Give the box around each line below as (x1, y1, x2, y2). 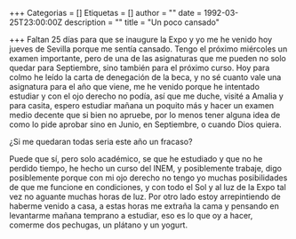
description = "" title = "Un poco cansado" (64, 17, 220, 28)
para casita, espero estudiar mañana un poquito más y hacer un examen (9, 100, 275, 110)
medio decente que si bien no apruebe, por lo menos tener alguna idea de (9, 110, 281, 120)
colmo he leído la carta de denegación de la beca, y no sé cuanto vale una (9, 72, 282, 83)
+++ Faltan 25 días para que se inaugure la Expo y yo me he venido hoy (9, 35, 273, 44)
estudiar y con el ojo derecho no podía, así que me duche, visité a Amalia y (9, 91, 284, 101)
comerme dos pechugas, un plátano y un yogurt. (9, 219, 188, 230)
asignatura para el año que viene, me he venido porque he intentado (9, 82, 260, 92)
